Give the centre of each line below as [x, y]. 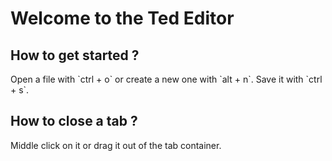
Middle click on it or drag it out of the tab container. [116, 145]
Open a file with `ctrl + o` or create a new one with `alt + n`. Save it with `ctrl [166, 79]
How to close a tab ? [74, 121]
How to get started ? [75, 55]
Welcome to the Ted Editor [122, 18]
